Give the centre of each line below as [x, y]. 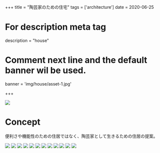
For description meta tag [56, 27]
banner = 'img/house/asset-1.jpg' [38, 84]
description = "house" [27, 40]
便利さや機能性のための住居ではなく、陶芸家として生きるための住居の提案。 [81, 136]
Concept [23, 122]
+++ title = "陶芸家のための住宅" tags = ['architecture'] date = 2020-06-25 [80, 7]
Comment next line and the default [76, 60]
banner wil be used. [46, 71]
